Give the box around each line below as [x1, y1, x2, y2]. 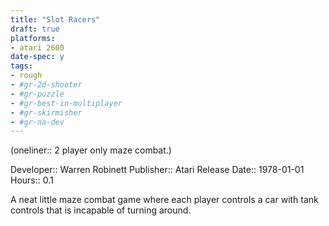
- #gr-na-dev [10, 117, 65, 127]
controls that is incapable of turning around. [10, 204, 192, 216]
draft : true [10, 24, 60, 34]
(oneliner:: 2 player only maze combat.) [10, 144, 172, 156]
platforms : [10, 33, 56, 43]
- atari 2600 [10, 42, 65, 53]
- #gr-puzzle [10, 89, 65, 99]
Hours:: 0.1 [10, 174, 54, 186]
